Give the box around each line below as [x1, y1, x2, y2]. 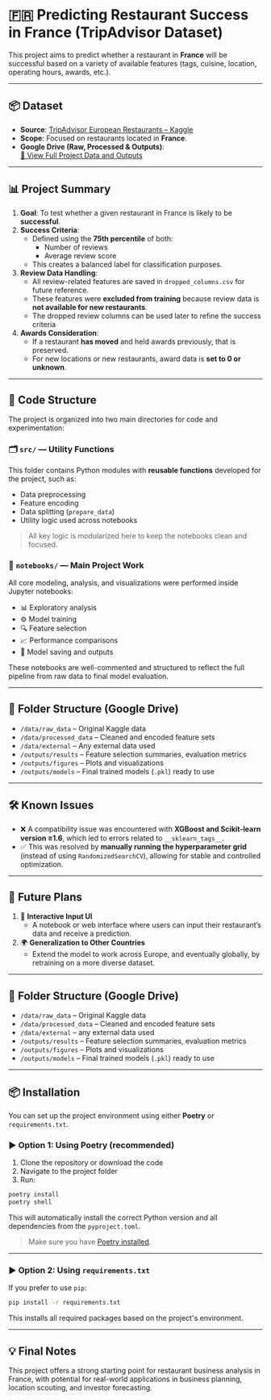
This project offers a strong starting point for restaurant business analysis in [8, 1366, 261, 1376]
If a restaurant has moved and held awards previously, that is [31, 337, 236, 346]
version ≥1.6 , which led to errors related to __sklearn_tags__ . [19, 833, 224, 843]
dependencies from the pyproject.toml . [8, 1222, 141, 1231]
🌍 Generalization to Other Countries [19, 938, 145, 948]
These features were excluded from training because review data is [31, 293, 260, 304]
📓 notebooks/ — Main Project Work [8, 560, 144, 571]
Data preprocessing [19, 489, 86, 499]
